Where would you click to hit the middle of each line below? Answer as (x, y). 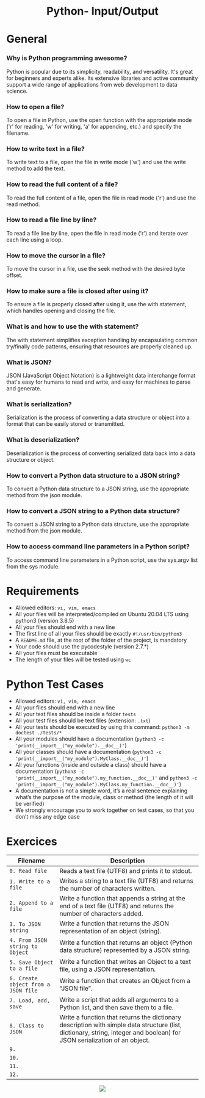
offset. (15, 275)
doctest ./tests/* (38, 733)
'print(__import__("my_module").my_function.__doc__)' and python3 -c (106, 778)
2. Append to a (31, 903)
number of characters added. (101, 914)
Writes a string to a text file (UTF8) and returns (126, 881)
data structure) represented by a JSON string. (125, 950)
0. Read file (28, 871)
